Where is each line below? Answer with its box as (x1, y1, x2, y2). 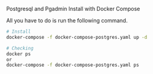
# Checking (6, 45, 34, 51)
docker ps (6, 51, 31, 57)
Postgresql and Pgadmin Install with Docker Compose (6, 5, 140, 12)
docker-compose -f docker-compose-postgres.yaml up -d (6, 34, 148, 40)
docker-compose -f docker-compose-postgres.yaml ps (6, 62, 139, 69)
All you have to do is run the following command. (6, 17, 128, 24)
